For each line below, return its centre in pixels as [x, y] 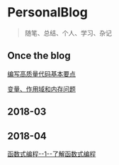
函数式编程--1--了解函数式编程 [52, 154]
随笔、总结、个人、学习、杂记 [68, 33]
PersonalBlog [48, 12]
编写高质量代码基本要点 [41, 74]
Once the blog [39, 56]
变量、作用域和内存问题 [41, 89]
